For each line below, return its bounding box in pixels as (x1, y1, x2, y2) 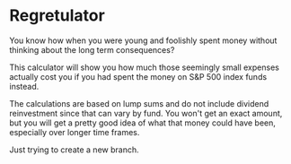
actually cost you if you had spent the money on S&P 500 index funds (9, 71, 268, 82)
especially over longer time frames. (9, 126, 140, 137)
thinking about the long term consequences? (9, 44, 175, 55)
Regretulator (9, 5, 105, 26)
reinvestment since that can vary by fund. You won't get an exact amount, (9, 108, 283, 118)
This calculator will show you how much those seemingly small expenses (9, 62, 280, 73)
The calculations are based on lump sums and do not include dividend (9, 98, 269, 108)
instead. (9, 81, 40, 91)
